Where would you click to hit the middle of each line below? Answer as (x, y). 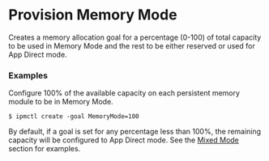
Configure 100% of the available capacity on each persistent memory (124, 93)
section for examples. (45, 149)
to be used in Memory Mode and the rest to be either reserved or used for (132, 45)
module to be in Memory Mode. (61, 102)
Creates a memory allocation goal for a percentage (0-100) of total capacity (135, 37)
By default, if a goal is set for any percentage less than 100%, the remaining (135, 132)
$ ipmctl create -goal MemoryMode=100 (74, 117)
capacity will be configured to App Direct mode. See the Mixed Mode (124, 140)
